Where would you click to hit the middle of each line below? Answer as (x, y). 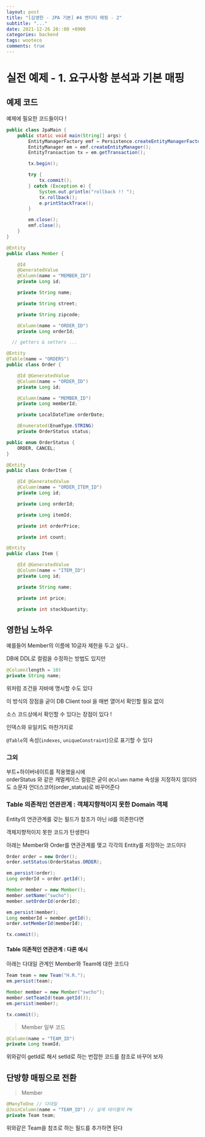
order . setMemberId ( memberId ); (45, 924)
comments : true (26, 46)
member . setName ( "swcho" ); (39, 895)
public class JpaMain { (37, 130)
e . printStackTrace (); (67, 203)
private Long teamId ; (34, 1044)
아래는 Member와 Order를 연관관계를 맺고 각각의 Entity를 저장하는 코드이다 (96, 845)
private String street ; (48, 303)
